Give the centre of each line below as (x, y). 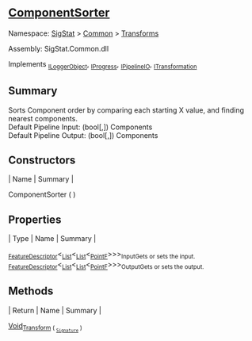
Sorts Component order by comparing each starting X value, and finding (126, 110)
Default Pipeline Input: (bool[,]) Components (80, 127)
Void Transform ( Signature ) (45, 327)
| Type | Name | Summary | (52, 239)
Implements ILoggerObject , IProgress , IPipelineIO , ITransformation (103, 65)
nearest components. (43, 118)
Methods (31, 291)
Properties (35, 219)
